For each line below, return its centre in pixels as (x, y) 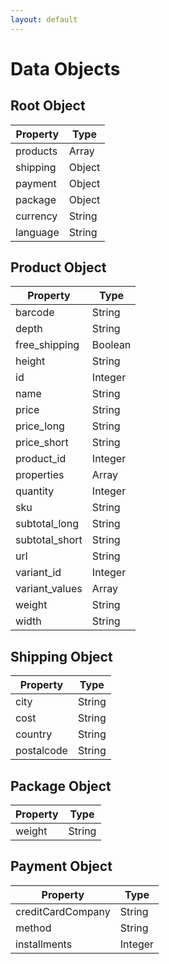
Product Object (58, 267)
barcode (35, 313)
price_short (42, 443)
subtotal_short (49, 540)
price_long (40, 426)
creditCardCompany (63, 911)
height (30, 361)
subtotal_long (47, 524)
